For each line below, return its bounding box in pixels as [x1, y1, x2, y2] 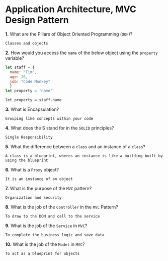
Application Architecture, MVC [5, 4, 137, 15]
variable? [5, 55, 24, 61]
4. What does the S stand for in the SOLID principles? [5, 125, 114, 131]
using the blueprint [5, 158, 49, 163]
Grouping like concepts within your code [5, 116, 94, 121]
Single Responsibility [5, 135, 53, 140]
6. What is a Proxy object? [5, 167, 59, 173]
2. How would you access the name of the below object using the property [5, 50, 158, 56]
